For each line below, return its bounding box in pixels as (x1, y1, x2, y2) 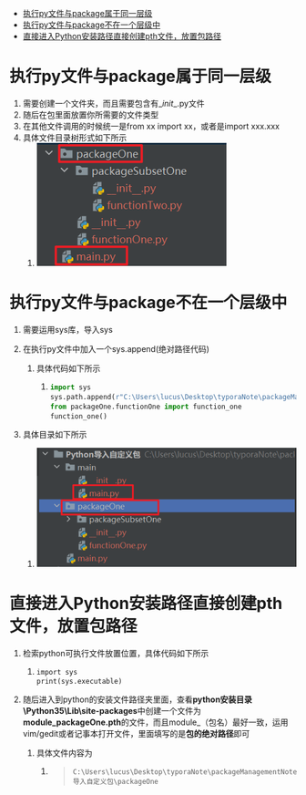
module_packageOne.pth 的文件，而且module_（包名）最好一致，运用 (22, 717, 289, 728)
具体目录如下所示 (22, 429, 87, 440)
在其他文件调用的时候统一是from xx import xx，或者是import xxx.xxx (22, 120, 280, 131)
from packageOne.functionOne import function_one (49, 402, 242, 411)
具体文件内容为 (36, 748, 93, 759)
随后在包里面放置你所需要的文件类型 (22, 108, 159, 120)
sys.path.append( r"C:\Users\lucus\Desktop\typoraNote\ (49, 392, 262, 401)
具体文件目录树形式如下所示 (22, 131, 127, 143)
